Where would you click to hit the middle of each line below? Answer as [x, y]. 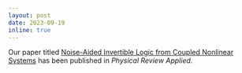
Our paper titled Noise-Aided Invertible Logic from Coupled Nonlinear [121, 53]
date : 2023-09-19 [37, 23]
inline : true [30, 30]
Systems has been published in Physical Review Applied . [101, 60]
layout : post [30, 15]
